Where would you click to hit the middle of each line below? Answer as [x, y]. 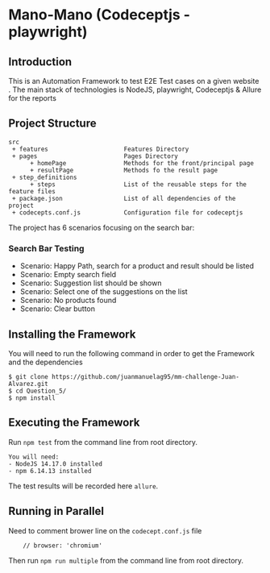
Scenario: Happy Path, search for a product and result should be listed [137, 266]
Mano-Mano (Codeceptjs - [100, 15]
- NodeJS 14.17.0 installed [56, 464]
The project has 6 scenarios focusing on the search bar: [102, 227]
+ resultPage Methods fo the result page [124, 170]
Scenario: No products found [68, 301]
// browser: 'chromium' [63, 546]
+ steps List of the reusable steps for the [138, 184]
